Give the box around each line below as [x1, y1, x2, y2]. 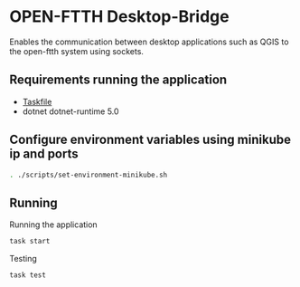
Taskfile [22, 96, 52, 107]
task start [9, 237, 51, 246]
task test [9, 271, 47, 280]
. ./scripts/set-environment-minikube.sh [9, 170, 168, 179]
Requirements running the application [9, 72, 228, 88]
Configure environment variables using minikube [9, 132, 292, 148]
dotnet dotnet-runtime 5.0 [22, 106, 119, 117]
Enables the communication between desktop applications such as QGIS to [9, 36, 289, 47]
